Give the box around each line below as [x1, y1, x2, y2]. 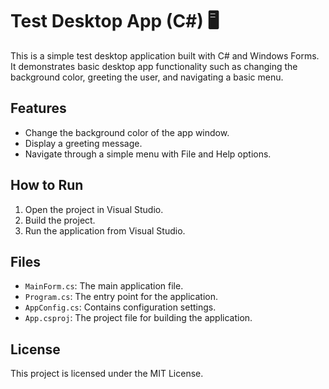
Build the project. [24, 214, 96, 226]
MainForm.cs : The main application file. [24, 280, 184, 292]
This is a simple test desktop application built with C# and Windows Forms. [10, 49, 320, 62]
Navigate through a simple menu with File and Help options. [24, 148, 272, 160]
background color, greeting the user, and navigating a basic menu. [10, 71, 284, 83]
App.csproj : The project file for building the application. [24, 312, 253, 324]
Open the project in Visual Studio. [24, 203, 164, 215]
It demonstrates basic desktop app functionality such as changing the [10, 60, 298, 72]
